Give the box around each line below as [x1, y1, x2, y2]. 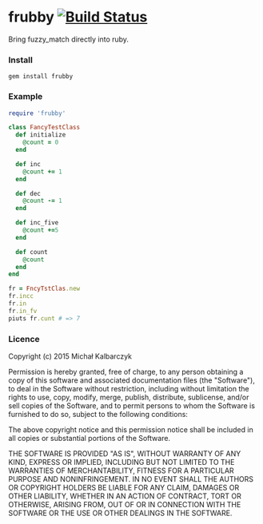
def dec [15, 189, 42, 197]
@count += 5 [22, 226, 59, 235]
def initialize [15, 131, 66, 139]
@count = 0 [22, 138, 59, 147]
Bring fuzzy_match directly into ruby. [8, 34, 130, 44]
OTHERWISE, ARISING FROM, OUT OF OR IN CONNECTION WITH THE [8, 499, 241, 509]
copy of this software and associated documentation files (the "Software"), [8, 375, 256, 385]
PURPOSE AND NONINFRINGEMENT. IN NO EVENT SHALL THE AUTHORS [8, 474, 254, 483]
